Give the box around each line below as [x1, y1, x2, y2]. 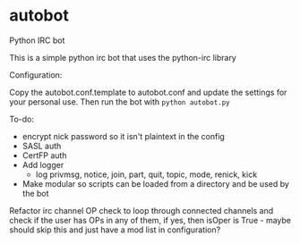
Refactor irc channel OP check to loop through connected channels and [9, 205, 274, 215]
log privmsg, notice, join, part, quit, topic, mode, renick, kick [35, 169, 258, 180]
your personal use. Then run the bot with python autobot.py [9, 96, 230, 107]
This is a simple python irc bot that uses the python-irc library [9, 52, 237, 63]
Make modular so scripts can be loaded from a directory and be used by [21, 178, 289, 189]
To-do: [9, 114, 34, 124]
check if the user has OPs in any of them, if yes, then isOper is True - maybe [9, 215, 291, 225]
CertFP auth [21, 149, 67, 161]
